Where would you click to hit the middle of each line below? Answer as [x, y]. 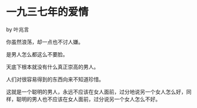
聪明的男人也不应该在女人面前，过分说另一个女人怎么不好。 [88, 99]
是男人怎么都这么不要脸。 [37, 54]
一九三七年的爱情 [48, 12]
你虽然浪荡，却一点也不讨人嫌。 [45, 42]
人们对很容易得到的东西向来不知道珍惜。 [55, 79]
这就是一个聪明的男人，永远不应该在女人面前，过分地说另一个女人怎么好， [96, 92]
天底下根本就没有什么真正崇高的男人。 [52, 67]
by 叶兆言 [18, 29]
